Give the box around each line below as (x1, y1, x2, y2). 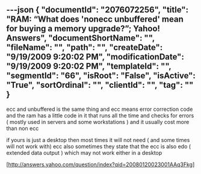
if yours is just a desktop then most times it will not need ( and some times (6, 136, 190, 143)
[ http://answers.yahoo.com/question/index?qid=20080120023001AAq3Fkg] (6, 161, 195, 168)
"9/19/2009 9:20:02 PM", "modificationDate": (6, 52, 185, 62)
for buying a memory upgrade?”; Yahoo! (6, 23, 161, 34)
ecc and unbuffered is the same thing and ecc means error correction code (6, 105, 193, 113)
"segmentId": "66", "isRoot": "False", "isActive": (6, 70, 196, 81)
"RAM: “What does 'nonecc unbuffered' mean (6, 14, 184, 25)
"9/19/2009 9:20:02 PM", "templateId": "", (6, 61, 172, 72)
